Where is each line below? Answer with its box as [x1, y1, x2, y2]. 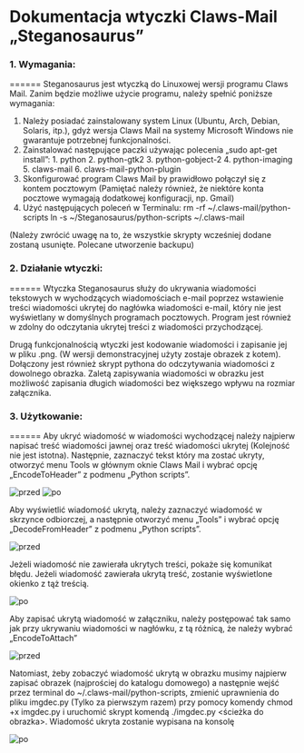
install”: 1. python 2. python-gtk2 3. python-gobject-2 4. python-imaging [22, 154, 293, 165]
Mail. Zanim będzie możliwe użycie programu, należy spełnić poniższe [9, 88, 273, 99]
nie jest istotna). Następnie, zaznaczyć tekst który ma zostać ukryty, [9, 450, 265, 461]
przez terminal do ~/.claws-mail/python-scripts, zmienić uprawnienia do [9, 688, 279, 699]
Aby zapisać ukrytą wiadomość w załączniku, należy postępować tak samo [9, 613, 291, 624]
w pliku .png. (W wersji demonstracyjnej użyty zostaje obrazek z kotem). [9, 348, 281, 360]
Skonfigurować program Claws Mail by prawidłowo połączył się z [22, 173, 267, 184]
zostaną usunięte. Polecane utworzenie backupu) [9, 239, 195, 251]
